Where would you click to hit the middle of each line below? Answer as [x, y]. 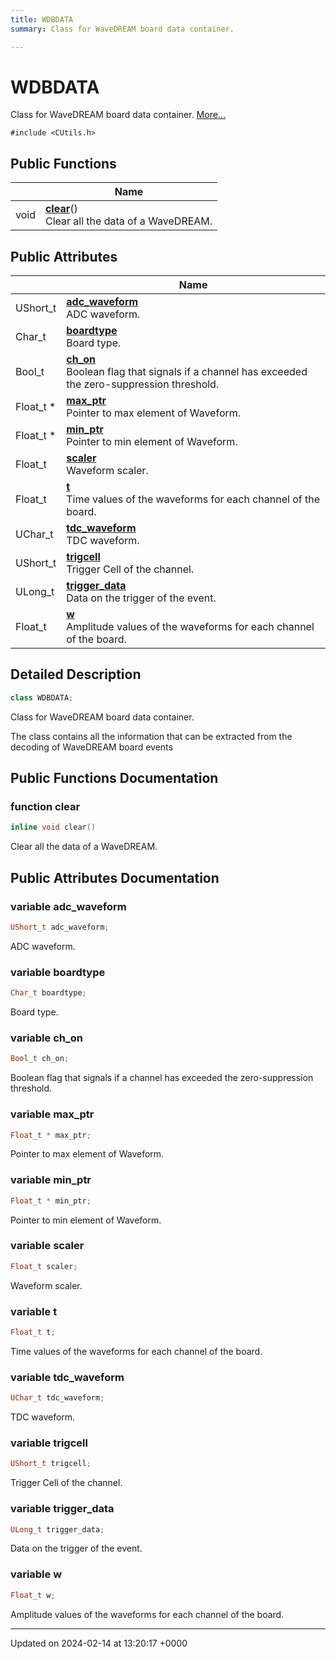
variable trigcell [49, 1443]
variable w [36, 1574]
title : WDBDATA [42, 19]
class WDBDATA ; [42, 697]
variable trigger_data [62, 1509]
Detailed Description [76, 674]
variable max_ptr [52, 1114]
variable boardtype [58, 972]
